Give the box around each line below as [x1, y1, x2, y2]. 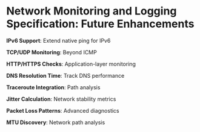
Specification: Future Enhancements [6, 17, 195, 31]
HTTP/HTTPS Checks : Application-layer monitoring [6, 60, 136, 68]
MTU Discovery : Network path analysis [6, 119, 105, 126]
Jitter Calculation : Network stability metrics [6, 95, 116, 102]
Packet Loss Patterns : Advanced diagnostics [6, 107, 119, 114]
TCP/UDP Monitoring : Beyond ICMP [6, 48, 97, 55]
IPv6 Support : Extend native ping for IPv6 [6, 37, 111, 44]
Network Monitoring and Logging [6, 4, 177, 18]
